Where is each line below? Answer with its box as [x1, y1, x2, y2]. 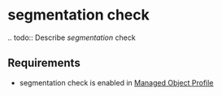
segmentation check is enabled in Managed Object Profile [19, 77, 214, 87]
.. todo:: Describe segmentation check [7, 33, 136, 42]
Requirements [7, 56, 81, 70]
